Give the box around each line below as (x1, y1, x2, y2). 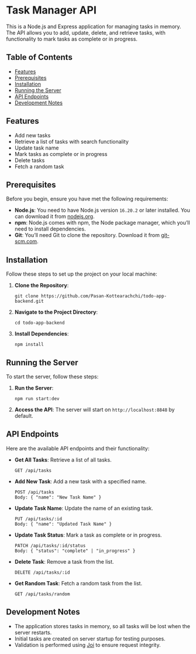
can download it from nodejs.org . (14, 213, 95, 220)
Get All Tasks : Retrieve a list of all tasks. (14, 456, 112, 463)
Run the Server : (14, 385, 54, 391)
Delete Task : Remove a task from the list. (14, 558, 114, 565)
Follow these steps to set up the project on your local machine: (6, 270, 157, 277)
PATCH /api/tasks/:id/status (14, 543, 86, 548)
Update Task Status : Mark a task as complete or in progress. (14, 531, 162, 538)
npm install (14, 341, 44, 348)
